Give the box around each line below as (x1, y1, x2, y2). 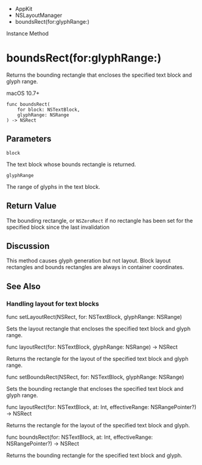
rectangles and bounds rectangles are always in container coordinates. (6, 264, 184, 271)
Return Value (6, 201, 57, 211)
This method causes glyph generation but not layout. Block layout (6, 257, 171, 264)
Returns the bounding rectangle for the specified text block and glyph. (6, 452, 183, 459)
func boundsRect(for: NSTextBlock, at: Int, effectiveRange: (6, 433, 153, 441)
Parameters (6, 134, 52, 144)
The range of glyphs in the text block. (6, 183, 100, 191)
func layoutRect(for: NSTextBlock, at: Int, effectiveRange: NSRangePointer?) (6, 404, 197, 411)
